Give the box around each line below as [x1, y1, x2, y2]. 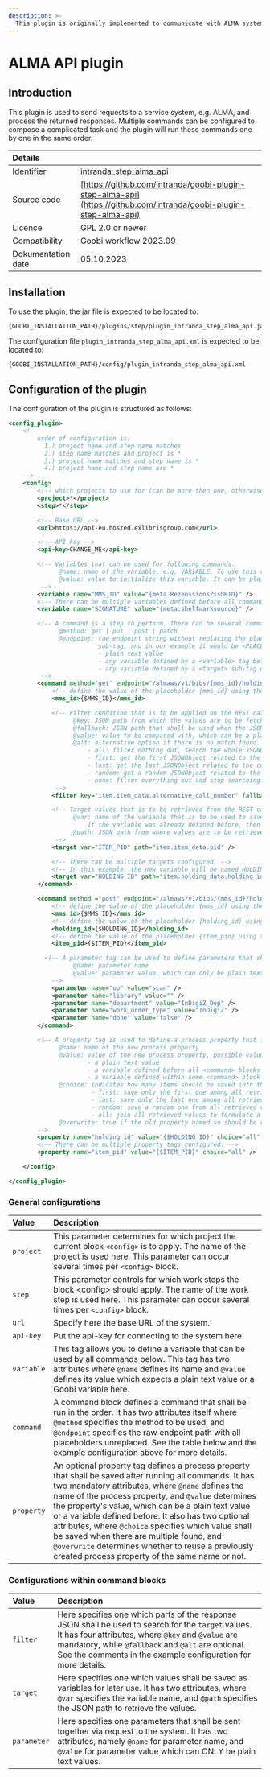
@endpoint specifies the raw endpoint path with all [53, 1427, 241, 1438]
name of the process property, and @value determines [53, 1490, 257, 1502]
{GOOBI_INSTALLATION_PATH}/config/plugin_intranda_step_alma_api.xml [8, 361, 247, 369]
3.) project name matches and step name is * [43, 456, 199, 465]
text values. [57, 1756, 101, 1767]
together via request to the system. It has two [57, 1725, 228, 1737]
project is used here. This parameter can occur [53, 1251, 231, 1262]
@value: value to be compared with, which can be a [72, 732, 250, 740]
